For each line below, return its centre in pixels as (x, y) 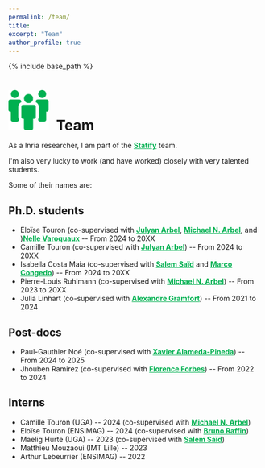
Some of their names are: (50, 185)
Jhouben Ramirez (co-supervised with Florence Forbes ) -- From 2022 (137, 369)
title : (19, 25)
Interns (27, 403)
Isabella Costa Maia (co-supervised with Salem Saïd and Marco (126, 264)
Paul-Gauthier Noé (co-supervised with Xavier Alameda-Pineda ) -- (132, 352)
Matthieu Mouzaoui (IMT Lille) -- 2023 (83, 448)
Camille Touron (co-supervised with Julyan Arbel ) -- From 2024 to (131, 247)
